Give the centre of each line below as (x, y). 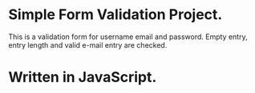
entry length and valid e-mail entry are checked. (88, 45)
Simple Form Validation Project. (115, 15)
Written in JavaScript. (83, 77)
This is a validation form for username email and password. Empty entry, (128, 37)
